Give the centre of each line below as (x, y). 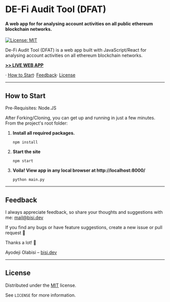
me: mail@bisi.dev (24, 218)
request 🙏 (15, 233)
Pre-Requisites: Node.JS (31, 108)
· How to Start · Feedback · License (40, 75)
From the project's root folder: (37, 123)
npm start (23, 161)
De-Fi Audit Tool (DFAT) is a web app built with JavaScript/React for (76, 50)
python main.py (29, 180)
